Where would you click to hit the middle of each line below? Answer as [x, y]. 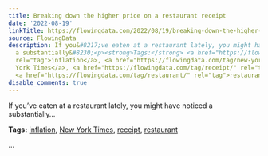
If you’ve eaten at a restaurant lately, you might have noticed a [110, 106]
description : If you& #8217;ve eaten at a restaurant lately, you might [130, 46]
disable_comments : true [48, 82]
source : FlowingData [43, 38]
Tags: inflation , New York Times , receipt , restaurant [93, 130]
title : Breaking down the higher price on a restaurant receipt [117, 16]
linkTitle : [26, 30]
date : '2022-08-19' [41, 23]
